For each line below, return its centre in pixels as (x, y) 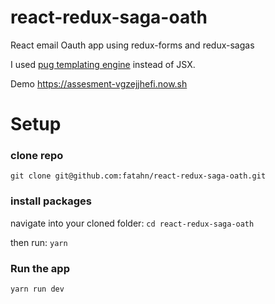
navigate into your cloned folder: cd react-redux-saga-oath (132, 223)
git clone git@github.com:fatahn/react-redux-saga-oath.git (138, 176)
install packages (51, 201)
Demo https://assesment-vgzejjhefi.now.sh (99, 83)
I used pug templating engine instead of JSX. (103, 64)
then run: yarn (39, 242)
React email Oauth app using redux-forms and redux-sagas (132, 45)
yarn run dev (37, 289)
